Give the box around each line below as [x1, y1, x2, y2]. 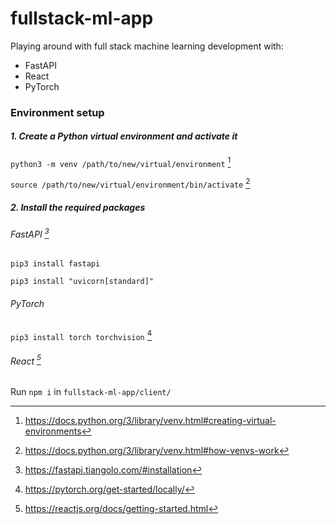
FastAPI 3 [10, 227, 50, 240]
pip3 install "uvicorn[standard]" [10, 277, 155, 287]
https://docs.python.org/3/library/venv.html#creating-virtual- [24, 415, 277, 427]
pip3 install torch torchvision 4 [10, 328, 153, 342]
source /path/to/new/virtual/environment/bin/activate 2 [10, 177, 251, 191]
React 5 [10, 353, 42, 367]
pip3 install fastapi [10, 259, 101, 269]
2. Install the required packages [10, 201, 146, 213]
